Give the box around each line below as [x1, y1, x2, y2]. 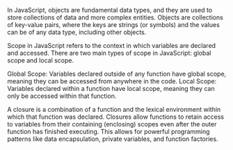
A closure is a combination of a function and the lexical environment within [7, 106, 221, 113]
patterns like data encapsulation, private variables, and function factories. [7, 135, 218, 143]
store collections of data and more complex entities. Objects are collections [7, 13, 224, 22]
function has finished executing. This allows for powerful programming [7, 128, 210, 135]
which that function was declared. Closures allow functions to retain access [7, 112, 225, 121]
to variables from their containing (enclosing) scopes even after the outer [7, 120, 217, 128]
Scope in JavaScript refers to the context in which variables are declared [7, 42, 216, 49]
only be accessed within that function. [7, 92, 117, 100]
